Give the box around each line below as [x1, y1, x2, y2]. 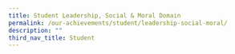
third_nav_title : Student [8, 33, 95, 42]
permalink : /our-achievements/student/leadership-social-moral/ [8, 19, 228, 27]
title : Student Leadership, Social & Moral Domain [8, 11, 181, 20]
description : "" [8, 26, 63, 34]
